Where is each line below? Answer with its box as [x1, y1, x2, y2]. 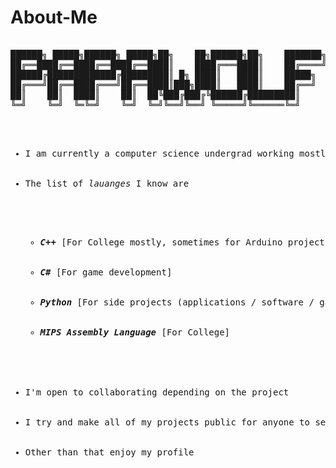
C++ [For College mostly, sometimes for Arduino [39, 236, 283, 248]
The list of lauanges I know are [24, 177, 190, 189]
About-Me [10, 6, 98, 29]
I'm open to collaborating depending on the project [24, 386, 290, 398]
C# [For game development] [39, 266, 173, 278]
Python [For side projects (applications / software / [39, 296, 315, 308]
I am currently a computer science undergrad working [24, 147, 295, 159]
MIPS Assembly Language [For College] [39, 326, 231, 338]
